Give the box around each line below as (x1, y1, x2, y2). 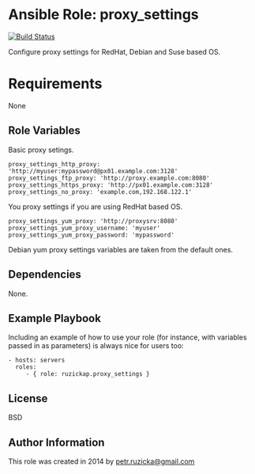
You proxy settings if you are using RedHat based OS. (8, 202, 183, 211)
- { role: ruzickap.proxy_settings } (25, 370, 150, 378)
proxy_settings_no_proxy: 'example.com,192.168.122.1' (8, 188, 193, 195)
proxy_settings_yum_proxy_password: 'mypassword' (8, 231, 175, 239)
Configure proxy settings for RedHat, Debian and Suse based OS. (8, 47, 221, 56)
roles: (15, 363, 37, 371)
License (8, 392, 48, 405)
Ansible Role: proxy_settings (8, 6, 199, 24)
